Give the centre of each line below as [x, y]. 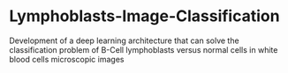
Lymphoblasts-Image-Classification [144, 16]
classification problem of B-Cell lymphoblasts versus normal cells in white [144, 49]
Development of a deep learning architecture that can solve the [125, 40]
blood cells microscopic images [67, 59]
